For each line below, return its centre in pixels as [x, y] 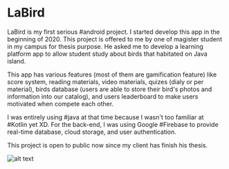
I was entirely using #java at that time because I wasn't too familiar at [106, 117]
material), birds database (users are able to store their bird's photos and [110, 89]
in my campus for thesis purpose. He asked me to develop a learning [106, 46]
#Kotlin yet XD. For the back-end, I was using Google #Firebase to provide [113, 124]
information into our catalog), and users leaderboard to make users [103, 96]
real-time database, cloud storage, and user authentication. [92, 132]
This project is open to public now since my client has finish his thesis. [108, 145]
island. [17, 61]
